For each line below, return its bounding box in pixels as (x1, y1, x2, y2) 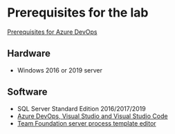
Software (7, 86, 48, 98)
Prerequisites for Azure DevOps (7, 28, 98, 36)
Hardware (7, 48, 50, 59)
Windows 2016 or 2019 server (17, 66, 102, 74)
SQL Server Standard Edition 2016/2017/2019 (17, 104, 147, 113)
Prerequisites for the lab (7, 5, 149, 21)
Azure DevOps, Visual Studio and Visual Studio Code (17, 112, 168, 120)
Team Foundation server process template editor (17, 119, 157, 127)
